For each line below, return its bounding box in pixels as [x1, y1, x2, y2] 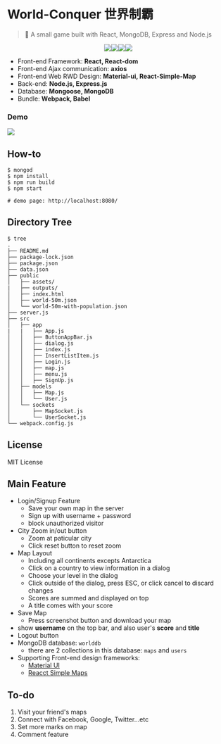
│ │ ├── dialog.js [7, 339, 74, 347]
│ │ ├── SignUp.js [7, 377, 74, 384]
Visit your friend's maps [17, 708, 87, 717]
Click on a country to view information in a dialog [27, 564, 170, 572]
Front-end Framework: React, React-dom [17, 57, 139, 65]
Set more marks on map [17, 723, 88, 731]
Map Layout [17, 549, 53, 557]
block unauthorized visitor [27, 519, 104, 528]
